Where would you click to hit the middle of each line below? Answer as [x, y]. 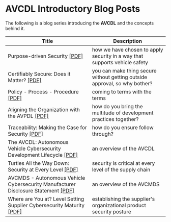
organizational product [119, 205]
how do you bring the [117, 106]
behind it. [15, 28]
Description [128, 41]
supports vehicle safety [120, 62]
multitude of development [123, 113]
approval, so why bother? [122, 83]
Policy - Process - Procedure [43, 91]
